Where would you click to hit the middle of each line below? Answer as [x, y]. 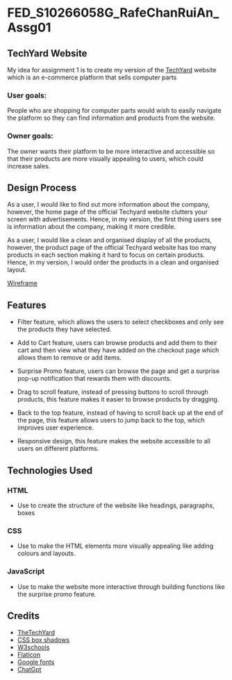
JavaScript [26, 571]
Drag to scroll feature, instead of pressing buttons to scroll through [113, 392]
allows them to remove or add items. [69, 358]
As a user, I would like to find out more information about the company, [108, 205]
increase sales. [29, 166]
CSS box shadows [43, 640]
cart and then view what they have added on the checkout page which [118, 350]
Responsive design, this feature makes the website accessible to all [114, 441]
